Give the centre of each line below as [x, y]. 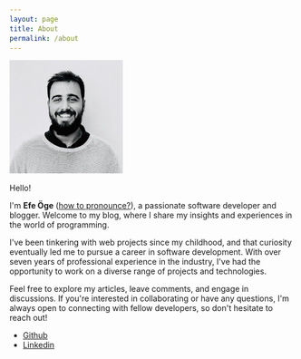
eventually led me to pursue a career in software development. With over [146, 252]
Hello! [20, 188]
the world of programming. [59, 225]
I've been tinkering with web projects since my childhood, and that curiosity [151, 243]
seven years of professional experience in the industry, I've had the [135, 262]
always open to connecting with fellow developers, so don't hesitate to [141, 308]
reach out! [29, 318]
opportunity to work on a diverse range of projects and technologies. [138, 271]
